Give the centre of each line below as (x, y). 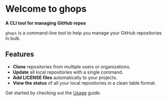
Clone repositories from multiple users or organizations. (71, 66)
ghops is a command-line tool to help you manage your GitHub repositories (83, 33)
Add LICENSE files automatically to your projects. (65, 78)
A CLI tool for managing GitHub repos (46, 23)
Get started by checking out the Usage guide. (53, 93)
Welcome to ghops (46, 9)
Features (20, 54)
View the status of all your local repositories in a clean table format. (84, 83)
